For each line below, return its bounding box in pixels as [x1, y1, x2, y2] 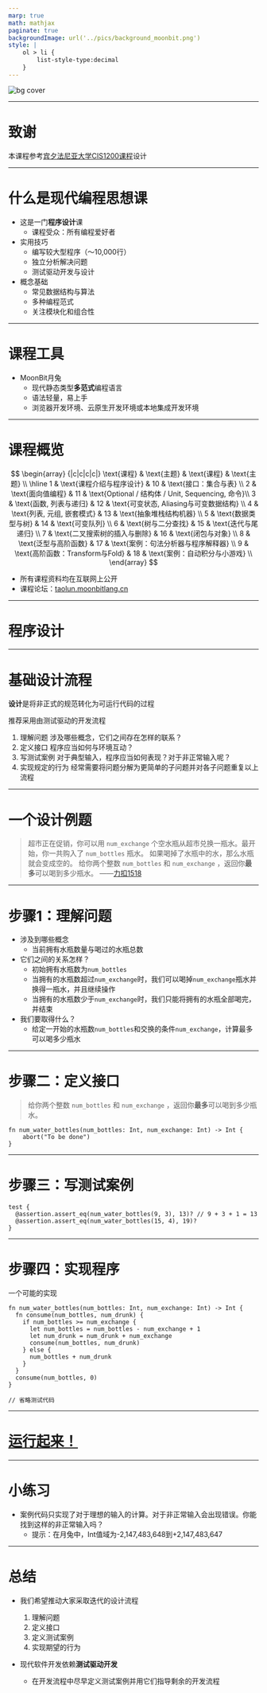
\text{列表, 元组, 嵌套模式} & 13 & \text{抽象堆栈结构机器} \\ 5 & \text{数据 [11, 509, 249, 518]
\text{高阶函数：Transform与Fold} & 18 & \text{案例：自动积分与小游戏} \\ [14, 548, 253, 558]
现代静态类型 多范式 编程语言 [31, 383, 123, 392]
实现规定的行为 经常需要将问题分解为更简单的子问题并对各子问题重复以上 [19, 763, 259, 772]
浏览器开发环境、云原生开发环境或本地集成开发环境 [31, 403, 199, 412]
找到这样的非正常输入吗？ [19, 1519, 104, 1529]
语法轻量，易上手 [31, 392, 88, 402]
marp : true [8, 11, 44, 20]
